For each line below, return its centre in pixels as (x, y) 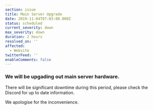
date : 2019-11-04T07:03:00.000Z (38, 19)
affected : (15, 46)
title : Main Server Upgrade (34, 14)
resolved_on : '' (22, 42)
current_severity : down (29, 28)
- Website (19, 50)
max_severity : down (25, 32)
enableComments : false (28, 60)
